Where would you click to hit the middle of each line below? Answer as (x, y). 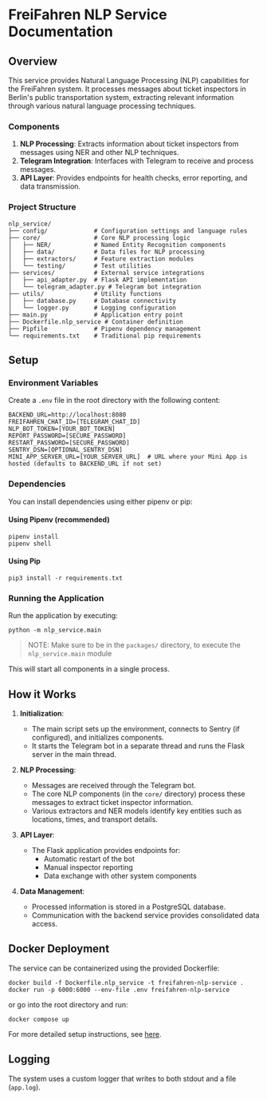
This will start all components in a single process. (89, 669)
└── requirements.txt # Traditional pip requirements (105, 336)
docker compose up (39, 1019)
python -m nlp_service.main (55, 630)
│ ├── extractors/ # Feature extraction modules (101, 259)
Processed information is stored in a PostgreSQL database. (129, 907)
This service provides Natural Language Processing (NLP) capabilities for (129, 80)
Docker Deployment (59, 949)
